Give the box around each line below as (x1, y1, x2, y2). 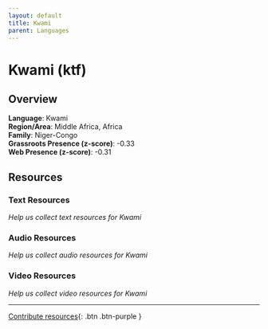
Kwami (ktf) (8, 61, 87, 79)
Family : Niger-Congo (8, 131, 78, 140)
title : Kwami (8, 19, 52, 27)
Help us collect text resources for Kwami (8, 213, 142, 222)
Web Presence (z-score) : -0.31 (8, 147, 112, 157)
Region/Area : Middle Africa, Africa (8, 122, 123, 131)
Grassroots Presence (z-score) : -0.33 (8, 139, 136, 148)
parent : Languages (8, 26, 69, 34)
